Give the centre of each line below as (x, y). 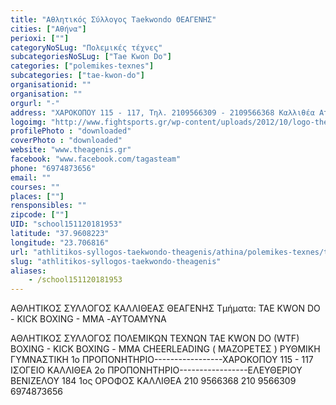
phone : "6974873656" (53, 168)
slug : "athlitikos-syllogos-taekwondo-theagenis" (116, 261)
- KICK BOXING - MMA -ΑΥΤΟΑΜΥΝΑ (88, 319)
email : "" (31, 177)
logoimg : (28, 122)
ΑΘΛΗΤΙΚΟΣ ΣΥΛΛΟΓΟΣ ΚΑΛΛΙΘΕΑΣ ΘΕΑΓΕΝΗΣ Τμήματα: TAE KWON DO (165, 308)
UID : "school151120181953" (66, 224)
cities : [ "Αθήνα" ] (48, 29)
